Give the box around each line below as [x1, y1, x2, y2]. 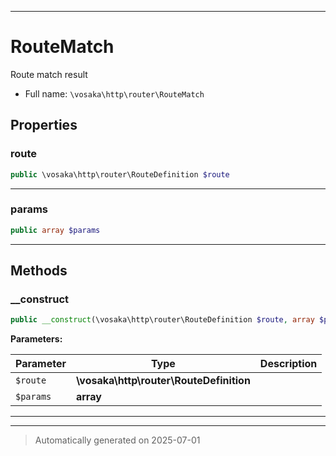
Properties [10, 117, 78, 134]
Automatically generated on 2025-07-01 [34, 434, 201, 446]
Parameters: [10, 333, 63, 345]
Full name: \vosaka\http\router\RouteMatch [24, 87, 205, 100]
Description [259, 357, 318, 371]
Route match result [10, 68, 88, 80]
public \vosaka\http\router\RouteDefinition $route [10, 169, 230, 180]
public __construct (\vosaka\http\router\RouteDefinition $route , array [10, 315, 315, 325]
